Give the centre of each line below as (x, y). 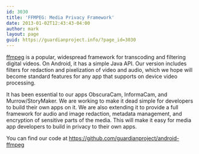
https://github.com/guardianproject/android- (124, 138)
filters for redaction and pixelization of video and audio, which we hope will (99, 70)
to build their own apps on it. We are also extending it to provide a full (93, 107)
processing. (21, 83)
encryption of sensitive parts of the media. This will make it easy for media (99, 120)
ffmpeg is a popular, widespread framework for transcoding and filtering (96, 57)
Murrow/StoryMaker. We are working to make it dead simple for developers (100, 101)
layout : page (23, 34)
